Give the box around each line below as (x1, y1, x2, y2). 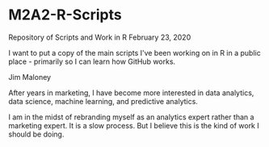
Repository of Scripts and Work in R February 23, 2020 (8, 32, 191, 42)
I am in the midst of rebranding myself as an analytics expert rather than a (8, 111, 254, 122)
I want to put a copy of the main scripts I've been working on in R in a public (8, 48, 261, 57)
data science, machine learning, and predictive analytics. (8, 96, 198, 106)
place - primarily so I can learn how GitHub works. (8, 57, 176, 66)
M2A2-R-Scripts (8, 6, 123, 24)
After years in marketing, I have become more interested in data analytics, (8, 87, 254, 98)
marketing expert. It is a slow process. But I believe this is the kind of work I (8, 120, 260, 130)
